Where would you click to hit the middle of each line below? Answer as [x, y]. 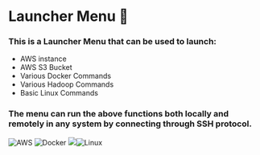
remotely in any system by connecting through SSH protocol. [130, 124]
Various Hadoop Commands [67, 84]
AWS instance [43, 59]
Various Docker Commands [65, 76]
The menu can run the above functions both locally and [119, 114]
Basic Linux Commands [59, 93]
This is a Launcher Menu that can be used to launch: [113, 42]
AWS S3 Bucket [46, 67]
